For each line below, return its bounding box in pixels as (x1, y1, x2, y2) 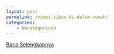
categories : (6, 19, 35, 25)
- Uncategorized (16, 25, 57, 31)
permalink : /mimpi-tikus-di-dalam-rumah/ (6, 14, 109, 20)
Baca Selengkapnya (6, 41, 54, 48)
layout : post (6, 8, 38, 15)
